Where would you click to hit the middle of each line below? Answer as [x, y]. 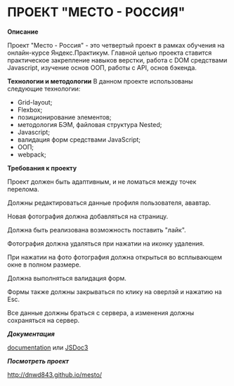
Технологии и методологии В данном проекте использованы [100, 81]
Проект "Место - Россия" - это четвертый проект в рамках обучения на [116, 45]
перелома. [24, 189]
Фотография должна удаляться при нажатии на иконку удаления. [106, 244]
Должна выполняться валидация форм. [67, 278]
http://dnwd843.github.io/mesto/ [55, 374]
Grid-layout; [35, 102]
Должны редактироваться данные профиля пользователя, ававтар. [109, 202]
